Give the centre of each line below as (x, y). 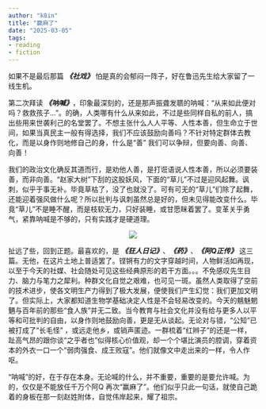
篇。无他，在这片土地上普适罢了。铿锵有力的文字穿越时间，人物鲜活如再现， (133, 260)
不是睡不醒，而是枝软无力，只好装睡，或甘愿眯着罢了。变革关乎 (139, 209)
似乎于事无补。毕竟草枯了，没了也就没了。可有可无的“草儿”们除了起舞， (139, 189)
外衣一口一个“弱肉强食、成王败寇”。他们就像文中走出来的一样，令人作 (136, 350)
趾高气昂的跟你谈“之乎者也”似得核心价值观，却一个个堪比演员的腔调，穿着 (129, 340)
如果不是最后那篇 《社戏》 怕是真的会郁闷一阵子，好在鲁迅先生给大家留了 (128, 76)
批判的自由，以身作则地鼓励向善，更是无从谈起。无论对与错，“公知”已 (143, 320)
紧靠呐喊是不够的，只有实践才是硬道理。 (88, 219)
